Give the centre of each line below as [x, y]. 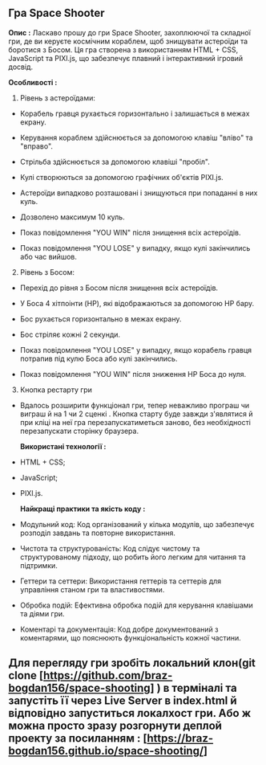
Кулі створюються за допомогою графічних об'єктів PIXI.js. [122, 177]
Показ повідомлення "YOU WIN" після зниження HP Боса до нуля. [133, 374]
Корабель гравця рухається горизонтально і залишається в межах [135, 113]
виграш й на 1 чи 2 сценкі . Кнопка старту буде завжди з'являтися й [137, 414]
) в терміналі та [197, 688]
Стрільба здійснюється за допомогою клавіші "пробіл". [115, 162]
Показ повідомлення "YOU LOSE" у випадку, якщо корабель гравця [136, 350]
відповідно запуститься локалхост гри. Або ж [130, 713]
